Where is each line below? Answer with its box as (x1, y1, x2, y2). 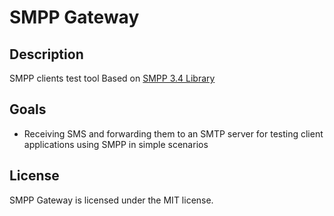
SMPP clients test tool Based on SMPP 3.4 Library (9, 72, 216, 84)
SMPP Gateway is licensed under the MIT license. (9, 194, 214, 206)
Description (9, 46, 84, 63)
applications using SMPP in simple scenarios (23, 138, 209, 150)
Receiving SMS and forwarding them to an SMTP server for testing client (23, 127, 324, 140)
